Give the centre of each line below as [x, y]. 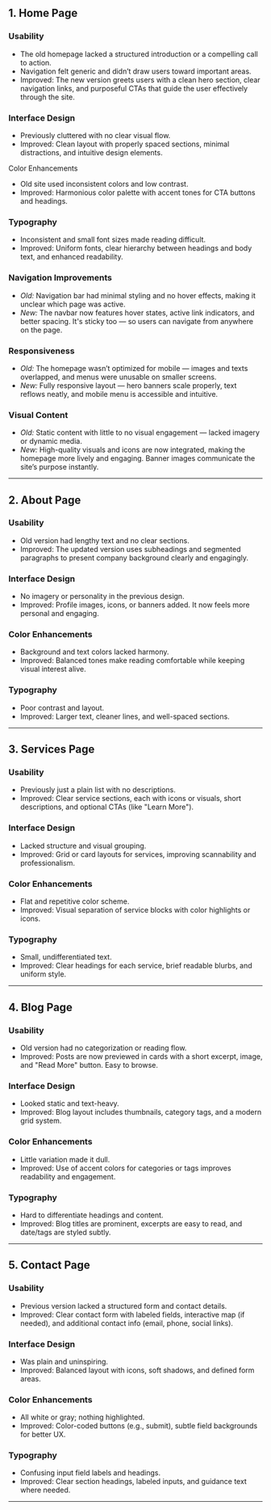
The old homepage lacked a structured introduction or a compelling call [139, 54]
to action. [36, 62]
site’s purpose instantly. [59, 467]
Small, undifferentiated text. [66, 957]
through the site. [47, 97]
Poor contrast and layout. [62, 707]
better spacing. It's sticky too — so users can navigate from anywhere [137, 321]
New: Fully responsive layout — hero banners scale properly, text [128, 385]
